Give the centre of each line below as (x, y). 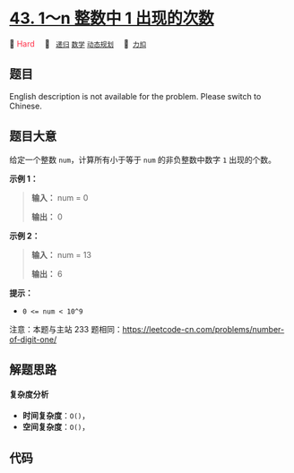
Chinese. (26, 106)
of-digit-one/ (33, 339)
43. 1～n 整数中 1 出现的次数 (112, 18)
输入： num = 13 (61, 254)
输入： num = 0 (60, 197)
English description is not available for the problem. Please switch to (135, 96)
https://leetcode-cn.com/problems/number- (203, 329)
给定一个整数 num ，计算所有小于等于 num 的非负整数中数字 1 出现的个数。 (143, 159)
